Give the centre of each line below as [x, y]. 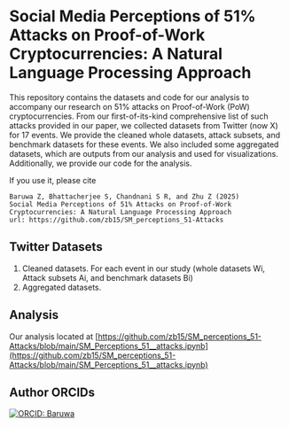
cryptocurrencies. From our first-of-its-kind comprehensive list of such [139, 116]
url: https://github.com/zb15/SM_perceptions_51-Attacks [117, 220]
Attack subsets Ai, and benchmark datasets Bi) [107, 277]
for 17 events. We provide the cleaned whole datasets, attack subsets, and [145, 135]
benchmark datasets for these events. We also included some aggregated [144, 144]
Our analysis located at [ [54, 336]
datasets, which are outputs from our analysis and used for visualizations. [144, 153]
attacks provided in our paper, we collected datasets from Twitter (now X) [144, 125]
